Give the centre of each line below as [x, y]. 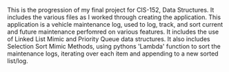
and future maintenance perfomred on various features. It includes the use [113, 32]
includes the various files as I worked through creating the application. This [114, 17]
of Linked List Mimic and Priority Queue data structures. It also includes [109, 39]
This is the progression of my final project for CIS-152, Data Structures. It [111, 10]
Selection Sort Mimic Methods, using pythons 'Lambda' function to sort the [114, 46]
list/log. [18, 61]
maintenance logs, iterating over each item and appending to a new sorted [113, 53]
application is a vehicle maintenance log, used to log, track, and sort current [115, 24]
